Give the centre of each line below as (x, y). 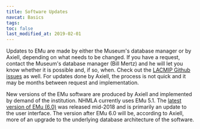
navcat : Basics (25, 17)
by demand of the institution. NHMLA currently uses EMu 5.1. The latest (94, 101)
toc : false (20, 28)
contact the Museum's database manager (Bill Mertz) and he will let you (95, 64)
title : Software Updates (37, 12)
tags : (13, 23)
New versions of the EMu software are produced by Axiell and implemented (99, 94)
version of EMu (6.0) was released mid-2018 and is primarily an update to (96, 107)
